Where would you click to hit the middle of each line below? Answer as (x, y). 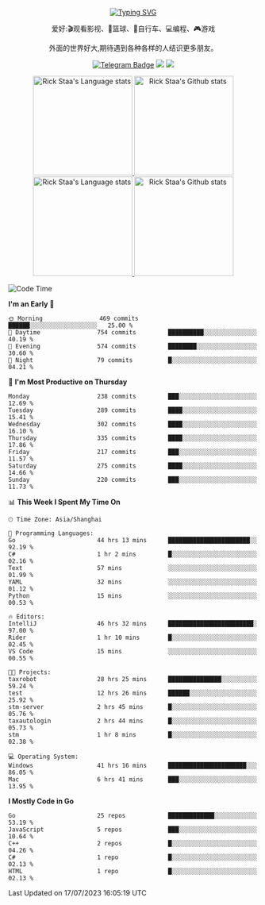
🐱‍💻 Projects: (30, 672)
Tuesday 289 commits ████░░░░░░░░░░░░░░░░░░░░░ (133, 410)
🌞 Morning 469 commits (73, 318)
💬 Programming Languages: (51, 533)
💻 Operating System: (44, 757)
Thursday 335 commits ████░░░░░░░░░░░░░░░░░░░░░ (133, 438)
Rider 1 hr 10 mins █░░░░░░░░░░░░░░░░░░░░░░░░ (133, 637)
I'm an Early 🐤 (31, 304)
